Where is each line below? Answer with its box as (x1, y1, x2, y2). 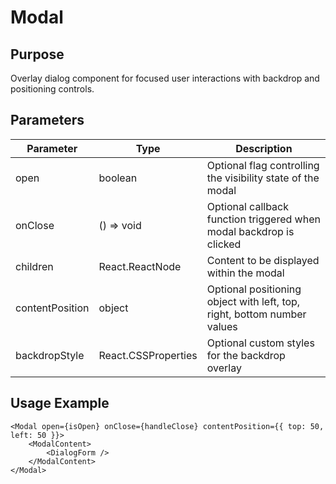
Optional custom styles (206, 336, 315, 350)
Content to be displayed (206, 253, 320, 267)
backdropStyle (15, 348, 85, 362)
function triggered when (206, 212, 321, 226)
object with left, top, (206, 294, 301, 308)
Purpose (10, 46, 65, 63)
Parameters (10, 112, 85, 129)
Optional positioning (206, 282, 302, 296)
